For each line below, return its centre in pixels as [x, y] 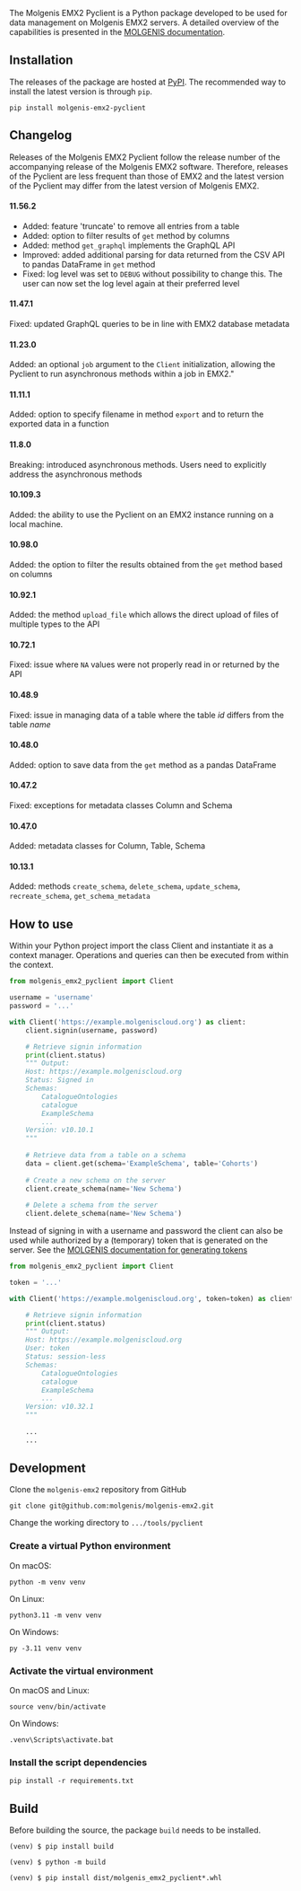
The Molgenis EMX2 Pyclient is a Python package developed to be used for [149, 13]
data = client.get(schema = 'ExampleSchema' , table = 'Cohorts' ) [142, 1163]
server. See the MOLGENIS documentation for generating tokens [129, 1250]
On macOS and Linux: [49, 1691]
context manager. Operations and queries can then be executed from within [149, 955]
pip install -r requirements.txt [72, 1781]
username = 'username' [52, 998]
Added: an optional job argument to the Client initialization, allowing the [142, 365]
